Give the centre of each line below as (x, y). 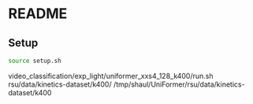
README (38, 14)
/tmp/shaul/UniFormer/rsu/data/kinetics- (179, 84)
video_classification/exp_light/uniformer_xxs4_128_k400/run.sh (111, 76)
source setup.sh (35, 61)
